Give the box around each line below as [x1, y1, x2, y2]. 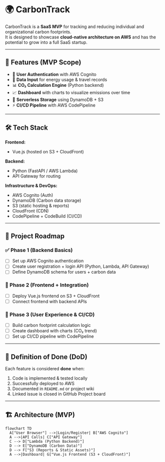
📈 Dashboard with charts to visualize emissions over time [12, 89, 130, 95]
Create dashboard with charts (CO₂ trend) [12, 328, 97, 334]
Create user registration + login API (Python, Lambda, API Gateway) [12, 263, 149, 269]
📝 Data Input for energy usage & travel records [12, 76, 107, 82]
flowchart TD [5, 426, 32, 431]
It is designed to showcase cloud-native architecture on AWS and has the [5, 34, 156, 40]
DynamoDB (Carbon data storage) [12, 197, 82, 203]
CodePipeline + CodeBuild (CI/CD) [12, 213, 82, 219]
